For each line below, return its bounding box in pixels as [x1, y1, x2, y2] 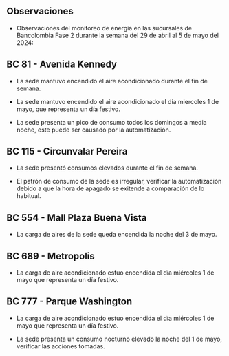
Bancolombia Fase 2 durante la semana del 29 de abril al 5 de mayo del [16, 31, 219, 39]
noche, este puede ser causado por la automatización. [16, 126, 171, 134]
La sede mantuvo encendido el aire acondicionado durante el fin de [16, 77, 208, 85]
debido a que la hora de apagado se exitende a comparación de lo [16, 184, 205, 192]
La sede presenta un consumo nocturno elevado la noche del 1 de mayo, [16, 335, 223, 343]
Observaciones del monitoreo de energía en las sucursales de [16, 23, 193, 32]
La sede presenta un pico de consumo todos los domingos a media [16, 118, 207, 126]
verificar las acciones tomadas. [16, 342, 105, 350]
